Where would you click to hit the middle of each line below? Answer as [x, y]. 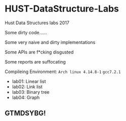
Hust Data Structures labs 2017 [37, 23]
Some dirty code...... [26, 32]
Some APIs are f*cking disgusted [39, 52]
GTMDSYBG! [25, 113]
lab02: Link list [27, 87]
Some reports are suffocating [35, 62]
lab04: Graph [26, 97]
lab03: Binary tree [31, 92]
